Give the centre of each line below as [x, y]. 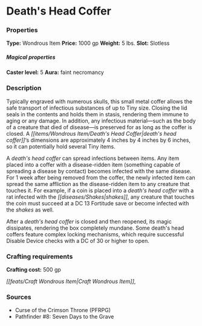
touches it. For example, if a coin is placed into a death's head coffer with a [100, 190]
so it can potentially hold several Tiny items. [61, 146]
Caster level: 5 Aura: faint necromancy [55, 72]
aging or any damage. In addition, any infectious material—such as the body [101, 121]
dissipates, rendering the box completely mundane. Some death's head [95, 228]
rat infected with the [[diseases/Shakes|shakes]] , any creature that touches [100, 197]
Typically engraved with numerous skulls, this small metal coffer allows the [99, 101]
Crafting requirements [40, 256]
